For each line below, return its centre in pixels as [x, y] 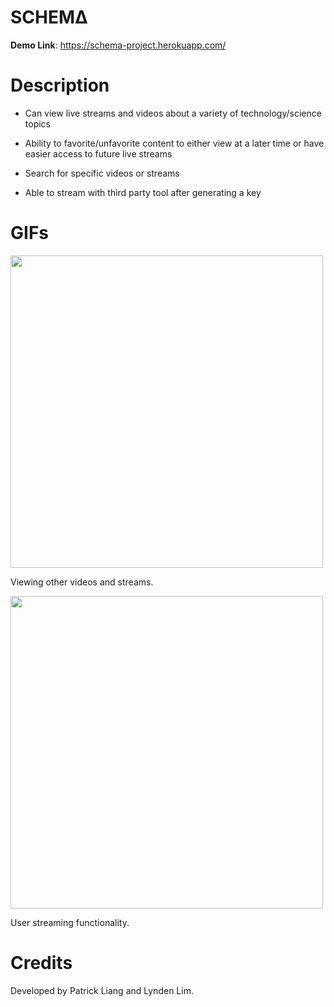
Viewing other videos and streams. [82, 582]
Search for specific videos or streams [102, 173]
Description [60, 85]
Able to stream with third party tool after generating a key [143, 192]
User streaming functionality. [70, 922]
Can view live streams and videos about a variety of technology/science [173, 113]
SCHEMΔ [49, 17]
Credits [41, 963]
